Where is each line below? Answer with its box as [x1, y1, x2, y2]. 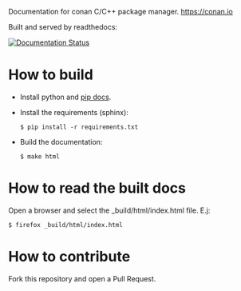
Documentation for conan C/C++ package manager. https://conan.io [8, 7, 233, 16]
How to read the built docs [8, 179, 186, 197]
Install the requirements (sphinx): [19, 107, 129, 117]
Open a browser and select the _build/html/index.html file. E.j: [8, 205, 211, 215]
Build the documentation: [19, 137, 103, 146]
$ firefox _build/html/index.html [8, 221, 124, 229]
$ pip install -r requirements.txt [19, 123, 139, 131]
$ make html [19, 152, 60, 161]
